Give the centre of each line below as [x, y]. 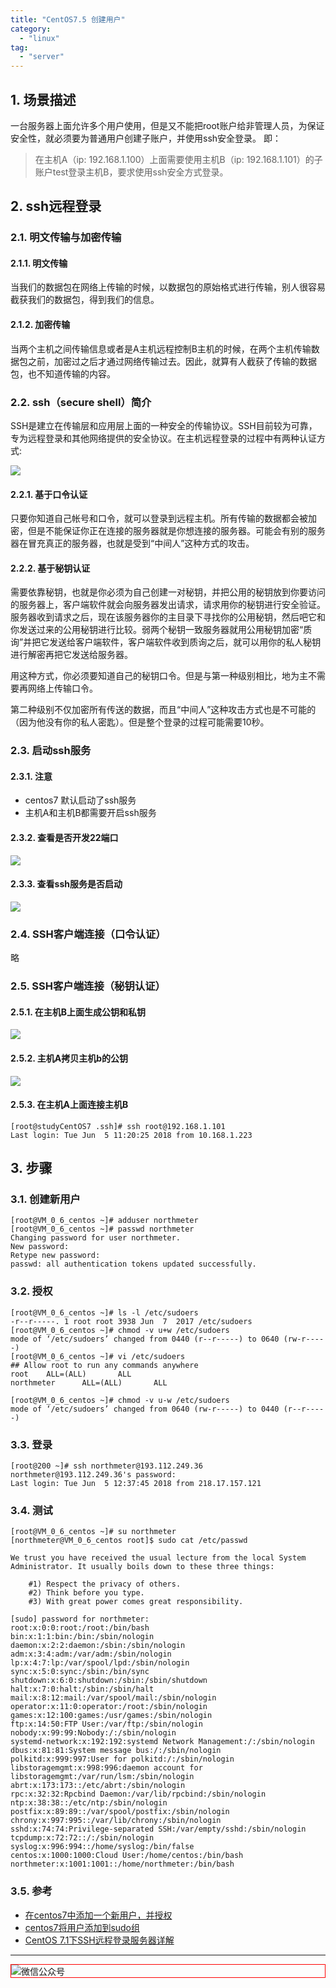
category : [31, 29]
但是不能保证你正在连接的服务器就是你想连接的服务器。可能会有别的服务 [176, 531]
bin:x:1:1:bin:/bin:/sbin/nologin [82, 1637]
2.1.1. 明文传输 [39, 263]
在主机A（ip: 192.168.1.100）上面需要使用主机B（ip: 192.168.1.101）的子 [178, 159]
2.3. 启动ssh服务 [51, 751]
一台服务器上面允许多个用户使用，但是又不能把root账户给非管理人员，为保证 [167, 125]
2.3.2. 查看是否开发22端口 [64, 838]
